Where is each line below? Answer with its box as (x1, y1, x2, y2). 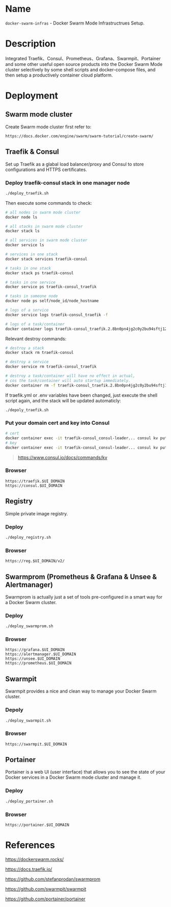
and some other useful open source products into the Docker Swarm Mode (5, 61, 163, 67)
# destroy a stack (5, 345, 44, 350)
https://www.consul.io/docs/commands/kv (17, 454, 108, 460)
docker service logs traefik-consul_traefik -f (5, 312, 108, 317)
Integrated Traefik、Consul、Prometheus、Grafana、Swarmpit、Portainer (5, 55, 161, 61)
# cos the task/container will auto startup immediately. (5, 378, 131, 383)
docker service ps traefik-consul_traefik (5, 284, 97, 290)
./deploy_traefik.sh (5, 190, 49, 196)
